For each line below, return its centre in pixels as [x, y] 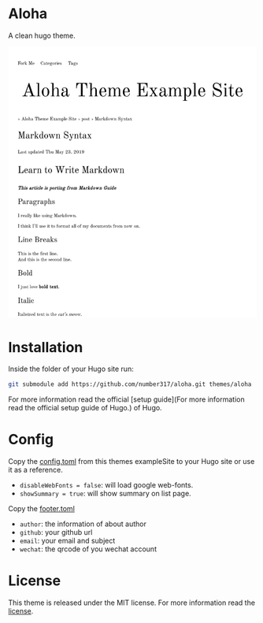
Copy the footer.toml [41, 509]
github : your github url [56, 532]
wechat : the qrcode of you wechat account [88, 549]
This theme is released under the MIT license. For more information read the [132, 603]
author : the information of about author [83, 524]
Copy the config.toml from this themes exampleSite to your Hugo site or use [131, 462]
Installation [46, 347]
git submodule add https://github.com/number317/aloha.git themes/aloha [130, 384]
